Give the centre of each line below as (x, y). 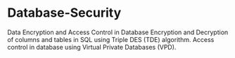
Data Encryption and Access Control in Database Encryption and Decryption (118, 32)
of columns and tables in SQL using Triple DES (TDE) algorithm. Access (111, 39)
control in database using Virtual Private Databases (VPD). (92, 47)
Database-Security (64, 13)
